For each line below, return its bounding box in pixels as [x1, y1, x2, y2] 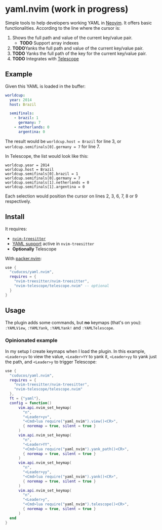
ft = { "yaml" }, [9, 396, 41, 401]
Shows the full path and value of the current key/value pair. [12, 35, 132, 41]
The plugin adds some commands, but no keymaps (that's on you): [5, 319, 142, 325]
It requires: [5, 226, 27, 232]
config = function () [9, 400, 52, 405]
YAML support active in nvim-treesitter [12, 241, 95, 246]
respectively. [5, 198, 31, 204]
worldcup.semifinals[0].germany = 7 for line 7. [5, 144, 100, 149]
